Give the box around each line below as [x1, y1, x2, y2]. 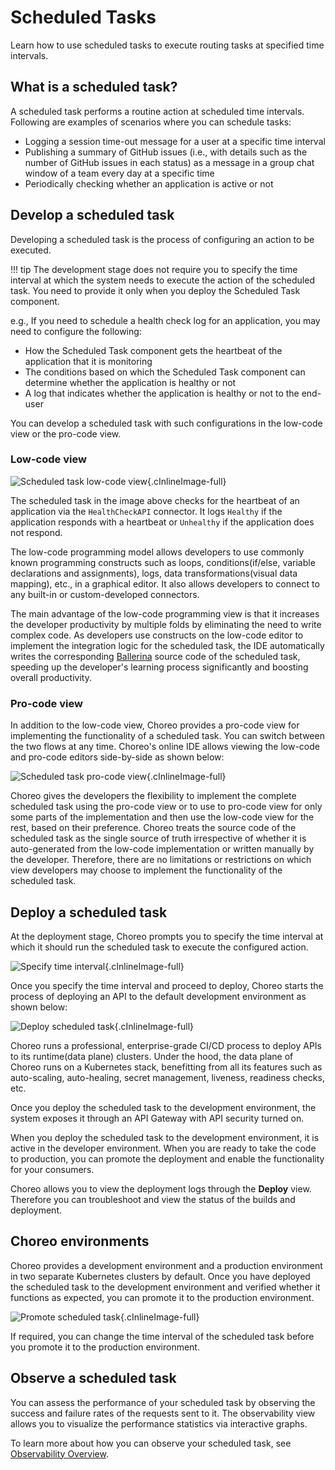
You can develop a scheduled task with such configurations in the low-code [10, 417, 323, 429]
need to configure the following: [10, 325, 142, 337]
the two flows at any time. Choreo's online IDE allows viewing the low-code [10, 741, 320, 753]
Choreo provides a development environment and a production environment [10, 1259, 323, 1271]
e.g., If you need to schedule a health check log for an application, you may [10, 314, 321, 326]
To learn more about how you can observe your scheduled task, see [10, 1437, 292, 1449]
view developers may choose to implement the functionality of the [10, 864, 283, 876]
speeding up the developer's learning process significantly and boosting [10, 661, 309, 673]
